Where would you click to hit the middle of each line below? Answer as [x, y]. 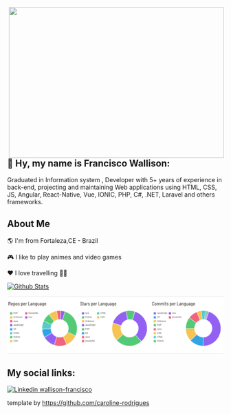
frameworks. [25, 202]
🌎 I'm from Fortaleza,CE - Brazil [53, 241]
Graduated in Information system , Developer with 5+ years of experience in [114, 180]
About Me [29, 224]
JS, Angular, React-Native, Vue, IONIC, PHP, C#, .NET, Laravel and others [111, 195]
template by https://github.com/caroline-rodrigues [78, 403]
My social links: [41, 373]
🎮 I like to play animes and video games [64, 257]
